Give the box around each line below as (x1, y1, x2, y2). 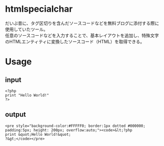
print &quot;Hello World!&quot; (5, 132, 71, 137)
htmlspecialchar (5, 3, 73, 15)
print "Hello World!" (5, 93, 49, 97)
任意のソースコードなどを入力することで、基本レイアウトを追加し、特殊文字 (5, 32, 159, 38)
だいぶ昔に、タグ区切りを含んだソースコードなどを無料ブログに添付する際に (5, 20, 159, 26)
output (5, 110, 26, 119)
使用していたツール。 (5, 26, 48, 32)
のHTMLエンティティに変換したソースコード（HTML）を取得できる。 (5, 38, 145, 45)
